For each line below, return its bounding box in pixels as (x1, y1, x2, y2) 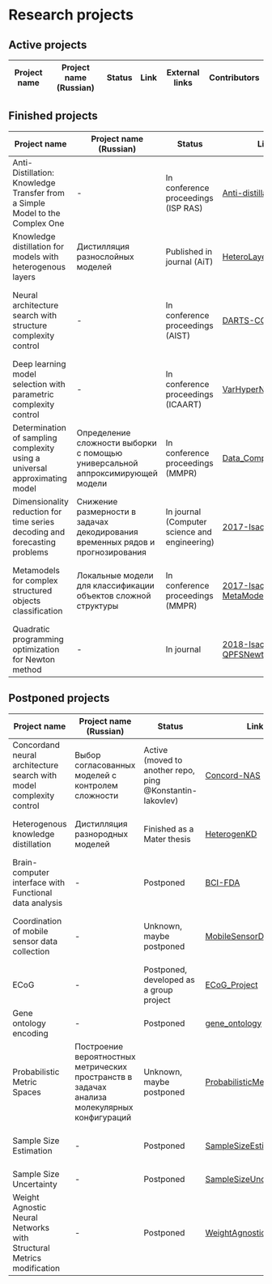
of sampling (12, 432, 58, 443)
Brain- (12, 857, 38, 868)
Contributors (209, 72, 260, 83)
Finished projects (8, 109, 99, 123)
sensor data (12, 935, 58, 946)
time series (12, 516, 55, 527)
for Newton (12, 653, 55, 665)
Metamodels (12, 564, 61, 576)
